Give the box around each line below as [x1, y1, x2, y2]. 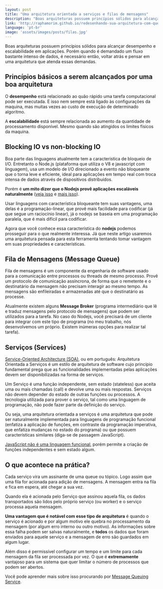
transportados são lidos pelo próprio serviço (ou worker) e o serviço [5, 499, 142, 505]
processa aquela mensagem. [5, 504, 63, 510]
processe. [5, 294, 25, 300]
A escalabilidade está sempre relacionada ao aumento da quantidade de [5, 118, 151, 124]
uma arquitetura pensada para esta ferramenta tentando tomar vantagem [5, 236, 151, 242]
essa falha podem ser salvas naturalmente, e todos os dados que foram [5, 529, 149, 535]
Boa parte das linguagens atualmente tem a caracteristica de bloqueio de [5, 155, 152, 161]
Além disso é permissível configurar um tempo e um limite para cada [5, 549, 143, 554]
